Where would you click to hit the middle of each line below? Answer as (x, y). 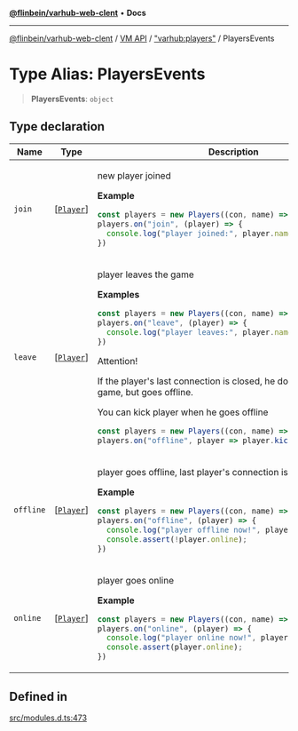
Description (233, 152)
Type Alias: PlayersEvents (107, 74)
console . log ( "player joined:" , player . (190, 233)
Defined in (39, 696)
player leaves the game (145, 274)
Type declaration (57, 127)
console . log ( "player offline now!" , (184, 529)
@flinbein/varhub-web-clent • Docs (78, 13)
